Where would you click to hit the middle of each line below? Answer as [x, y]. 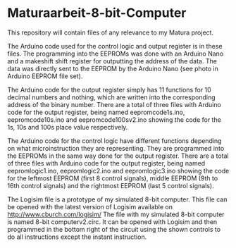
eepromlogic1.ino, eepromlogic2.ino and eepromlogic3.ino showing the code [118, 170]
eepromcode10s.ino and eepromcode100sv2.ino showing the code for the [114, 119]
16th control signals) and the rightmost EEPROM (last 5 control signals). [111, 185]
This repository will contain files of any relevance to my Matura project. [110, 32]
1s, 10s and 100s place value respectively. [68, 127]
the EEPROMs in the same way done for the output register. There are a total [118, 156]
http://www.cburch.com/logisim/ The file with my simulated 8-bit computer [116, 214]
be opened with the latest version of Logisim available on [90, 206]
